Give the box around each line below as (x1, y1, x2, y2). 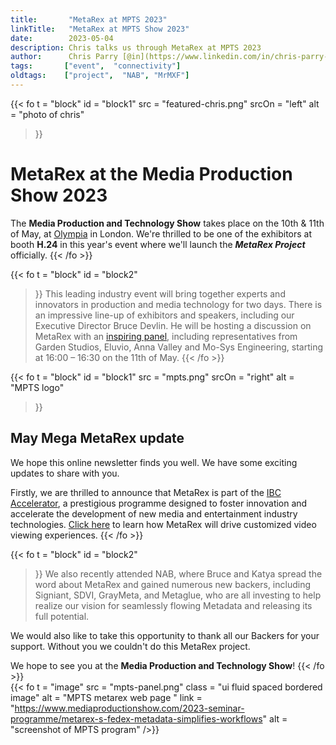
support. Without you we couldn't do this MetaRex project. (10, 640, 251, 652)
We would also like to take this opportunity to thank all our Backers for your (10, 629, 320, 641)
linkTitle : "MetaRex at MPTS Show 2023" (10, 24, 190, 34)
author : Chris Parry (10, 52, 118, 62)
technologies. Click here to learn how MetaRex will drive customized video (10, 518, 317, 530)
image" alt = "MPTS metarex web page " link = (10, 691, 203, 703)
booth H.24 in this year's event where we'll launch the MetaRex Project (10, 238, 306, 250)
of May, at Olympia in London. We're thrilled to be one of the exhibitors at (10, 227, 313, 240)
